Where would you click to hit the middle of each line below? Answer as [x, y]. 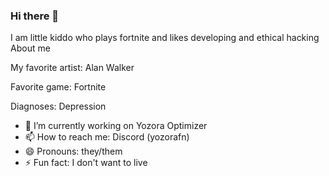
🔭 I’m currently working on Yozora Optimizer [116, 126]
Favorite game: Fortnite [58, 87]
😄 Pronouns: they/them [73, 151]
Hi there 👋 [35, 16]
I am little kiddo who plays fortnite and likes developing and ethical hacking [165, 38]
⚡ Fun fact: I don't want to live [86, 163]
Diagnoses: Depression [58, 106]
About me [30, 48]
